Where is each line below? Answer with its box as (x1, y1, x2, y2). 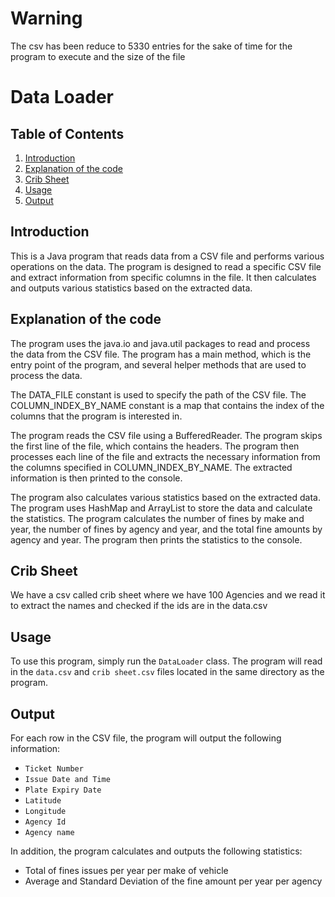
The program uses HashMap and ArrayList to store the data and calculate (10, 502, 313, 514)
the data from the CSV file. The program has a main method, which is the (10, 348, 312, 360)
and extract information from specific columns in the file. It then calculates (10, 271, 317, 283)
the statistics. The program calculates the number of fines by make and (10, 512, 305, 524)
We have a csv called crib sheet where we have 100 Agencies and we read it (10, 589, 326, 601)
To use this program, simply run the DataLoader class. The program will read (10, 655, 323, 667)
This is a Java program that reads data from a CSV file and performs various (10, 250, 325, 262)
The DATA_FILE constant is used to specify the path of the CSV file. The (10, 388, 307, 401)
